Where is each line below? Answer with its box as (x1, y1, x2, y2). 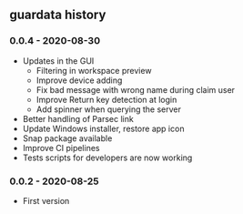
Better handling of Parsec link (22, 113, 134, 124)
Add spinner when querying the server (35, 104, 182, 115)
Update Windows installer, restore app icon (22, 123, 185, 134)
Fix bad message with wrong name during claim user (35, 84, 235, 95)
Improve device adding (35, 75, 123, 86)
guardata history (9, 7, 106, 23)
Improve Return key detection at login (35, 94, 177, 105)
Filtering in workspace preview (35, 65, 152, 76)
